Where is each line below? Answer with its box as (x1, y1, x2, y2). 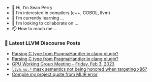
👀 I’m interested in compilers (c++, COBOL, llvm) (11, 10, 110, 16)
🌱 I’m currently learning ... (11, 15, 64, 20)
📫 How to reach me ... (11, 26, 58, 31)
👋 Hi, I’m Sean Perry (11, 5, 53, 10)
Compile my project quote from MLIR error (11, 71, 98, 78)
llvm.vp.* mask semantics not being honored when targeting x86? (11, 66, 148, 72)
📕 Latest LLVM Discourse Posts (4, 40, 81, 46)
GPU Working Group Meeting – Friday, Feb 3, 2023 (11, 61, 115, 67)
